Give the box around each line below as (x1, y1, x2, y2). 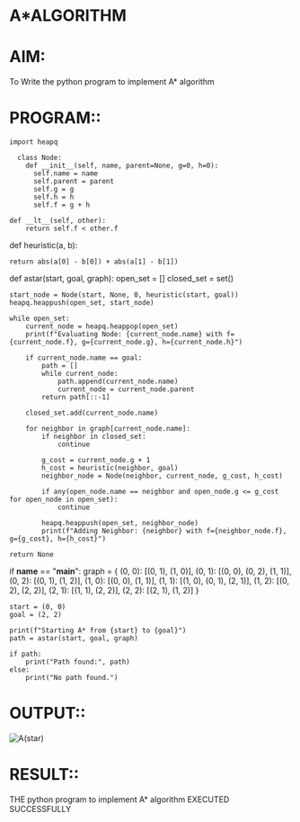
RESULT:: (9, 764, 79, 785)
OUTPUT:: (9, 703, 86, 724)
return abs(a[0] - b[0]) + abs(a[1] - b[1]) (9, 257, 179, 266)
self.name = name (32, 169, 99, 178)
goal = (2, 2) (9, 611, 63, 620)
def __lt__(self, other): (9, 217, 106, 226)
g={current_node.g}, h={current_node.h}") (81, 338, 243, 347)
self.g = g (32, 185, 75, 194)
